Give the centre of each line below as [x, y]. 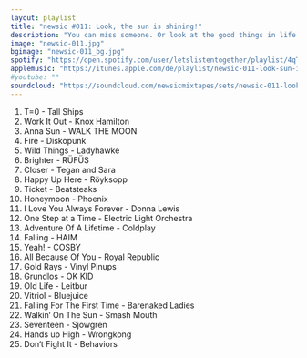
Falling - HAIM [51, 237]
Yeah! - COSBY [52, 247]
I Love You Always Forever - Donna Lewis [102, 208]
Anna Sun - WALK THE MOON [80, 131]
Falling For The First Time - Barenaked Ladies [109, 305]
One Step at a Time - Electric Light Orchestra [108, 218]
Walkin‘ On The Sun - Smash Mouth [90, 314]
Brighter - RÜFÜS [56, 159]
